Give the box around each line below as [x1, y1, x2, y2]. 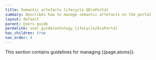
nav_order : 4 [5, 35, 33, 40]
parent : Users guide [5, 21, 49, 26]
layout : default [5, 16, 39, 21]
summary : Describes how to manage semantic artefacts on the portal [5, 12, 151, 17]
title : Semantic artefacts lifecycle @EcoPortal [5, 7, 109, 12]
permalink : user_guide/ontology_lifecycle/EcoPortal [5, 26, 118, 31]
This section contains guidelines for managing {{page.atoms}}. [5, 48, 135, 55]
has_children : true [5, 30, 46, 35]
